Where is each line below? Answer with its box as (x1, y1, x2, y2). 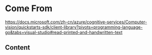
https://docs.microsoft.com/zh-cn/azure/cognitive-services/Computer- (5, 19, 147, 25)
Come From (5, 3, 53, 14)
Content (5, 43, 30, 52)
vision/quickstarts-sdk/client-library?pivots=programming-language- (5, 24, 143, 30)
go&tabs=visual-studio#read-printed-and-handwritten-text (5, 29, 122, 35)
